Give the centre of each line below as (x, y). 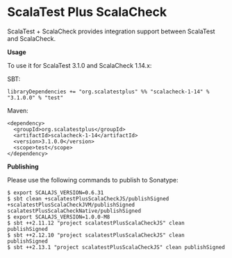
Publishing (23, 166)
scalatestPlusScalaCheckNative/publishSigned (74, 211)
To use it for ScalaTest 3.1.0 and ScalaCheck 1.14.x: (80, 65)
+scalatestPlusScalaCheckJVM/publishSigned (71, 205)
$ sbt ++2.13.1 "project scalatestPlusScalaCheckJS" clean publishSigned (116, 247)
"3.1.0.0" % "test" (35, 98)
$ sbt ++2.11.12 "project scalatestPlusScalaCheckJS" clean (96, 223)
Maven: (18, 110)
